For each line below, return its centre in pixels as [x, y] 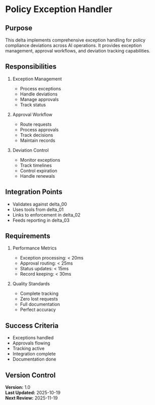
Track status [33, 105]
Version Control [30, 375]
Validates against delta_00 [40, 204]
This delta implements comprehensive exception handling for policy [75, 40]
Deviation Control [30, 150]
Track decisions [36, 135]
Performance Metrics [34, 248]
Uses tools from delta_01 [38, 209]
